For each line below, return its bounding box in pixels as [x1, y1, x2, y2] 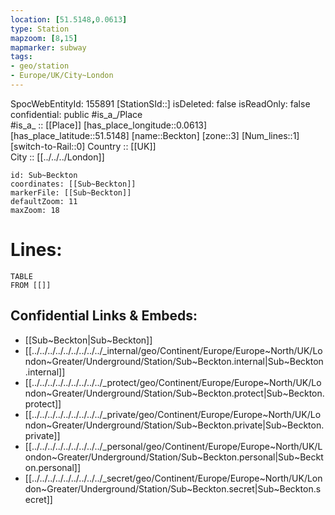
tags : [10, 52, 33, 62]
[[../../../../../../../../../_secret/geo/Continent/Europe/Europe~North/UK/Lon [24, 472, 323, 484]
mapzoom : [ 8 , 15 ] [10, 33, 78, 43]
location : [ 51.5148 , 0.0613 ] [10, 14, 128, 25]
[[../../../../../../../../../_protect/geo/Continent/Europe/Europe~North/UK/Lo [24, 376, 322, 388]
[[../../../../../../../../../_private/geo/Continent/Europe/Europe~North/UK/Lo [24, 408, 322, 420]
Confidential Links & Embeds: [10, 307, 198, 325]
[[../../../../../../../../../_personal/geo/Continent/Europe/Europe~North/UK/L [24, 440, 323, 452]
